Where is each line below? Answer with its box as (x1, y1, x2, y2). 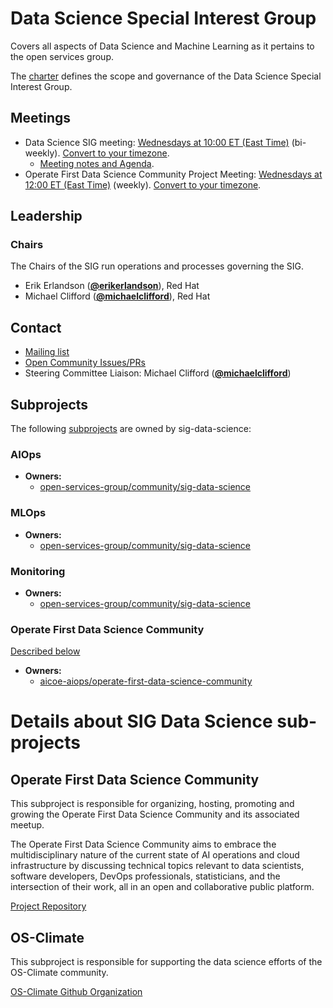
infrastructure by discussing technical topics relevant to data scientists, (10, 860, 305, 872)
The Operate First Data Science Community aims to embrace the (10, 838, 277, 851)
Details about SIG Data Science (10, 710, 273, 733)
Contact (10, 319, 62, 336)
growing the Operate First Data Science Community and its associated (10, 808, 300, 821)
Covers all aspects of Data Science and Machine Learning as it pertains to (10, 40, 315, 52)
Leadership (10, 208, 83, 225)
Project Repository (10, 900, 87, 912)
